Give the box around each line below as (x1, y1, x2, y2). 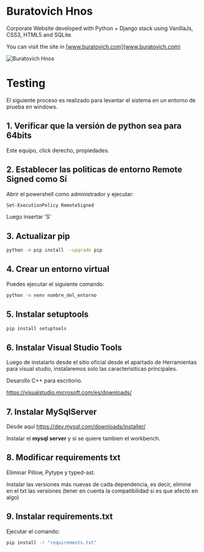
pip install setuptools (6, 325, 67, 331)
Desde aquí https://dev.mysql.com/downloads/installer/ (6, 423, 146, 430)
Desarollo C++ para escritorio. (6, 377, 82, 384)
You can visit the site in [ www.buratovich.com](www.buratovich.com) (6, 43, 181, 50)
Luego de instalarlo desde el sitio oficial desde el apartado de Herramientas (6, 358, 197, 366)
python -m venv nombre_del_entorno (6, 292, 97, 298)
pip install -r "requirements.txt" (6, 539, 97, 546)
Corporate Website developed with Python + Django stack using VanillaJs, (6, 25, 194, 32)
